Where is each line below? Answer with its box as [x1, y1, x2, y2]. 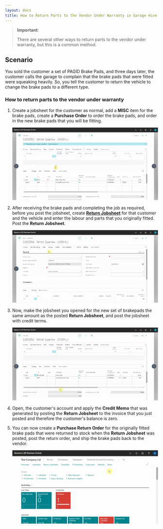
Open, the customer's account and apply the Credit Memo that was [12, 405, 148, 411]
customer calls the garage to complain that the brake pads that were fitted [5, 74, 154, 80]
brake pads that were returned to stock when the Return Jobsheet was [12, 430, 155, 436]
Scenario [5, 56, 33, 64]
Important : [16, 27, 39, 33]
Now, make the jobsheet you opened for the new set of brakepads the [12, 307, 152, 314]
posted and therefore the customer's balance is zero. [12, 416, 119, 421]
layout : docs [5, 8, 32, 13]
